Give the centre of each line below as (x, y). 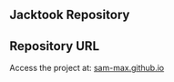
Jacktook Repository (70, 15)
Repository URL (55, 46)
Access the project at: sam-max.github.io (87, 68)
